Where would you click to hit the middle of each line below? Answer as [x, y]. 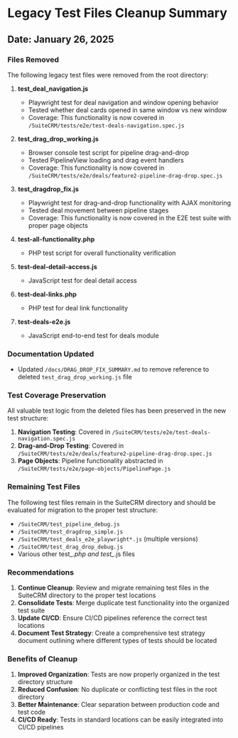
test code [32, 712]
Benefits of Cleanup [43, 658]
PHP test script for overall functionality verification [102, 253]
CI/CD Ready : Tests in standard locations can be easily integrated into [120, 720]
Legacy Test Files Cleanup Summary [117, 13]
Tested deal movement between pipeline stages [98, 210]
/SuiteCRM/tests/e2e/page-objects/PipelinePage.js [94, 469]
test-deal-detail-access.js [57, 266]
